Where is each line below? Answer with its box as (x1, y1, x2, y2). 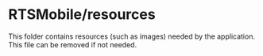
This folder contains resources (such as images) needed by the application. (8, 32, 256, 41)
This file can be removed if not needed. (8, 39, 137, 49)
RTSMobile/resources (8, 6, 157, 24)
